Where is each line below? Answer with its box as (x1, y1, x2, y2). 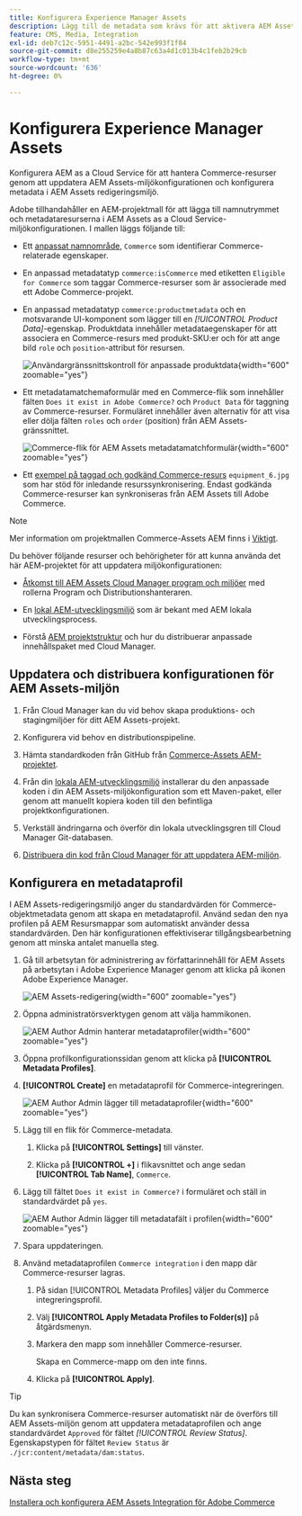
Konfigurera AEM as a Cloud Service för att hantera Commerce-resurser (9, 167, 277, 178)
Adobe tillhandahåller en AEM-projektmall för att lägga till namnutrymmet (9, 203, 280, 214)
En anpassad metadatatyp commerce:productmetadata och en (22, 303, 246, 315)
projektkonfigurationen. (22, 804, 110, 815)
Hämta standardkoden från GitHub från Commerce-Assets (22, 749, 239, 760)
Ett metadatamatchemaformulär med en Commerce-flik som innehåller (22, 386, 285, 397)
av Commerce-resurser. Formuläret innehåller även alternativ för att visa (22, 406, 290, 417)
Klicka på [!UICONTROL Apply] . (35, 1374, 155, 1385)
